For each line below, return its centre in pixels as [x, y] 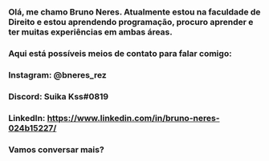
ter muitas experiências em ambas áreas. [90, 32]
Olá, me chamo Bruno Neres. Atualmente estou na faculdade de [134, 12]
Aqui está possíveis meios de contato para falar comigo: [120, 53]
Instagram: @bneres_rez [57, 74]
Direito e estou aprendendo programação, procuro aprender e [131, 22]
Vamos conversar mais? [56, 149]
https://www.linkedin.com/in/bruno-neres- [133, 118]
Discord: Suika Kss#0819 [59, 96]
